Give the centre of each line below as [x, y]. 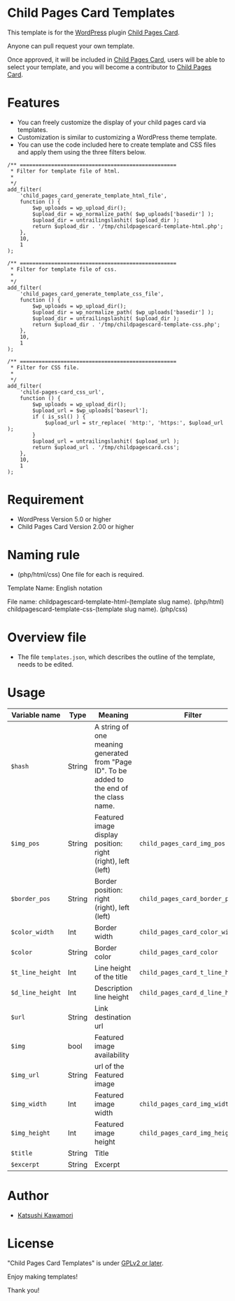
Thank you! [23, 1290]
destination [113, 1017]
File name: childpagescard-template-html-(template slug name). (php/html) [116, 601]
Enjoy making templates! [43, 1276]
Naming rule [44, 555]
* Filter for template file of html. [65, 171]
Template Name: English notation [55, 588]
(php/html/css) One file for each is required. [81, 574]
